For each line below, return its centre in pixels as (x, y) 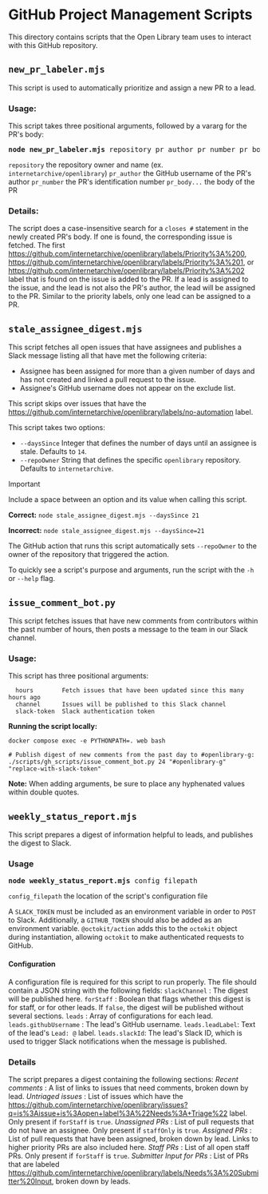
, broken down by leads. (91, 1181)
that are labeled (34, 1164)
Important (24, 484)
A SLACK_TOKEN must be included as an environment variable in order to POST (132, 912)
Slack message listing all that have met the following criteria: (108, 356)
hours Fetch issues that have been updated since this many (130, 691)
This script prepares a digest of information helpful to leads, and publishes (131, 835)
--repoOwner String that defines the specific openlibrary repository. (130, 460)
